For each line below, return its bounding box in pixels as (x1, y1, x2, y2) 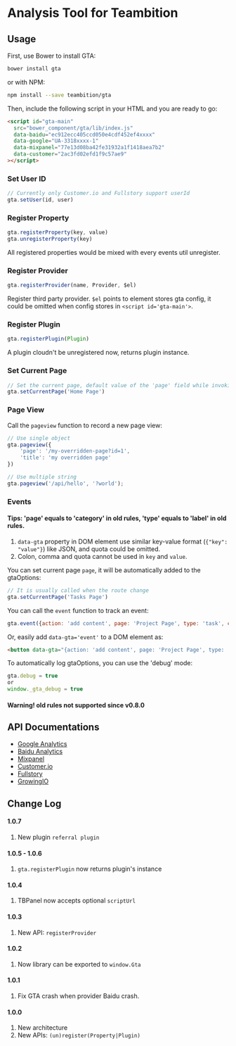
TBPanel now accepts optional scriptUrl (17, 896, 136, 905)
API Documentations (7, 722, 100, 733)
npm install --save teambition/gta (7, 92, 112, 99)
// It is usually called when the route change (7, 586, 150, 594)
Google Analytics (17, 740, 67, 748)
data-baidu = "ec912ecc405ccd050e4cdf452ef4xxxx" (13, 131, 156, 138)
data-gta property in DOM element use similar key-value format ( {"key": (17, 537, 228, 546)
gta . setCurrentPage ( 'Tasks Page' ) (7, 593, 109, 600)
